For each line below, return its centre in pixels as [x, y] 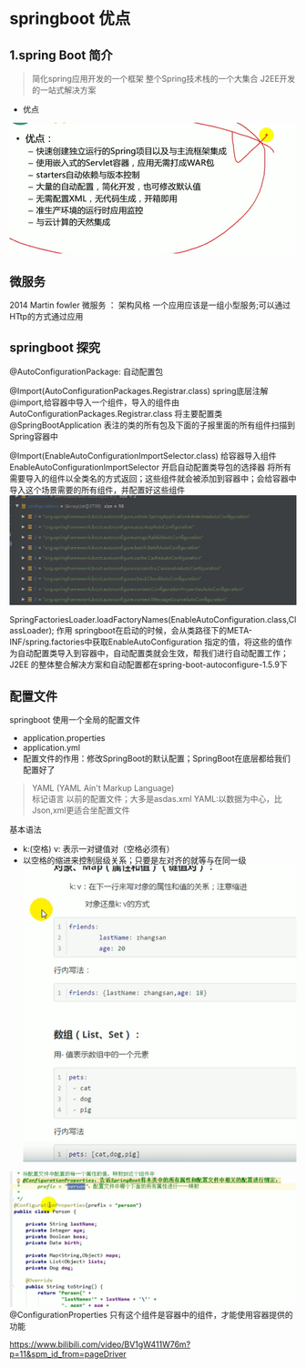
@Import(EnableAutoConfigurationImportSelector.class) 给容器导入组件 [143, 455]
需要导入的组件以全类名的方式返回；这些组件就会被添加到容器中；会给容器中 [153, 478]
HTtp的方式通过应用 [46, 317]
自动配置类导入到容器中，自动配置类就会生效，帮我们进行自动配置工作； [153, 654]
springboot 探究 [55, 348]
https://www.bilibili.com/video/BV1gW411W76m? [100, 1344]
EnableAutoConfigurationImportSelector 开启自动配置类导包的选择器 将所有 [150, 467]
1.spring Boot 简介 [61, 55]
